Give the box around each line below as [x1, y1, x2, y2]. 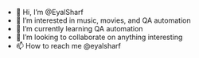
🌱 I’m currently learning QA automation [15, 24, 143, 33]
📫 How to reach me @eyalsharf [15, 42, 121, 50]
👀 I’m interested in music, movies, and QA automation [15, 16, 191, 25]
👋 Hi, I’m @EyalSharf [15, 8, 84, 16]
